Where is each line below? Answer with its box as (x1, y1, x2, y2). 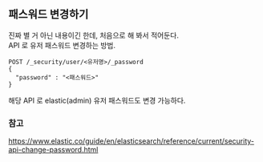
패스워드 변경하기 (8, 7, 89, 22)
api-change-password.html (8, 145, 99, 155)
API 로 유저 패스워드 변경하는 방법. (8, 40, 116, 50)
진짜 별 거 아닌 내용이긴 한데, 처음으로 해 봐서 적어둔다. (8, 30, 179, 40)
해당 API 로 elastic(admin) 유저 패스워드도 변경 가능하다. (8, 95, 186, 105)
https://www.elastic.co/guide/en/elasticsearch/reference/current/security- (8, 136, 255, 146)
